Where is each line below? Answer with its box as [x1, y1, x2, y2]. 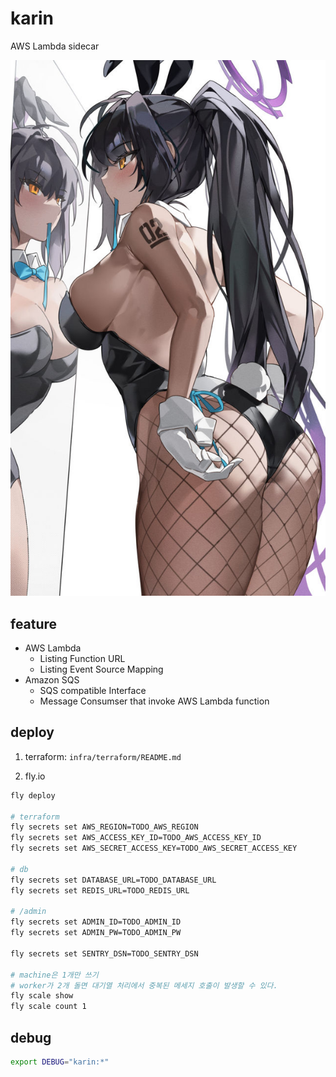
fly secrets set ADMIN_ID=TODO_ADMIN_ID [10, 917, 182, 927]
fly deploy [10, 790, 56, 801]
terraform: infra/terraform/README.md [24, 750, 182, 762]
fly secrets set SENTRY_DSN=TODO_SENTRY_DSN [10, 948, 199, 959]
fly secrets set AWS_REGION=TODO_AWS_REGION [10, 822, 199, 832]
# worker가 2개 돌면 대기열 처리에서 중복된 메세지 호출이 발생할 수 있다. [10, 980, 278, 991]
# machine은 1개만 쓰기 [10, 970, 99, 980]
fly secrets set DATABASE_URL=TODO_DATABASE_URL [10, 875, 217, 885]
